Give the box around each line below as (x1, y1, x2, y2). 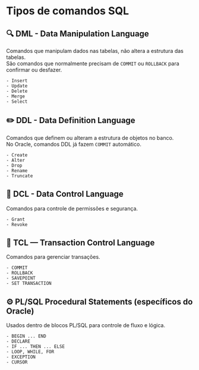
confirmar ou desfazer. (6, 67, 62, 73)
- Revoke (6, 221, 28, 227)
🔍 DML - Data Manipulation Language (6, 29, 150, 39)
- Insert (6, 78, 28, 84)
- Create (6, 152, 28, 158)
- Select (6, 99, 28, 105)
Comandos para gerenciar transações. (6, 253, 100, 261)
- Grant (6, 216, 26, 222)
